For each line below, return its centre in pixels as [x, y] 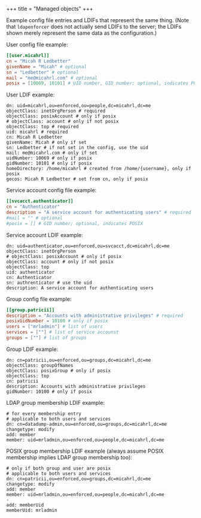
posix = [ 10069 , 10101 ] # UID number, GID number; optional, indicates [97, 83]
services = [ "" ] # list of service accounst [63, 332]
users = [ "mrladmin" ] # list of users [54, 327]
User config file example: [37, 45]
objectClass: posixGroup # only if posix [59, 371]
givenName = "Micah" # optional [46, 66]
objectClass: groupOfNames [40, 365]
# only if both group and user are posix [59, 468]
